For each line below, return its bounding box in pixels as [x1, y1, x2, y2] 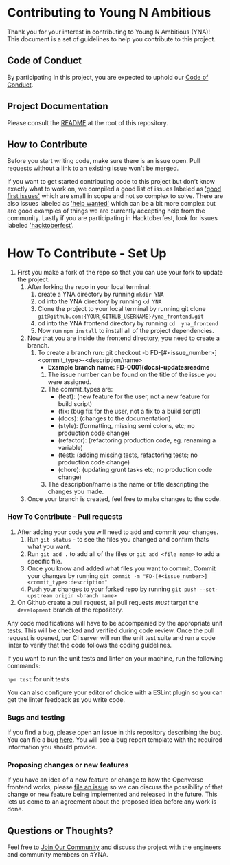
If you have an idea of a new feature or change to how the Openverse [7, 776, 204, 784]
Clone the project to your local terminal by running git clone [37, 305, 206, 313]
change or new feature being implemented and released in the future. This [7, 790, 218, 799]
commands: [7, 661, 41, 670]
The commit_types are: [47, 385, 113, 394]
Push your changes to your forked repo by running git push [27, 585, 197, 593]
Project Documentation [7, 100, 108, 112]
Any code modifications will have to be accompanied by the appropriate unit [7, 619, 223, 627]
